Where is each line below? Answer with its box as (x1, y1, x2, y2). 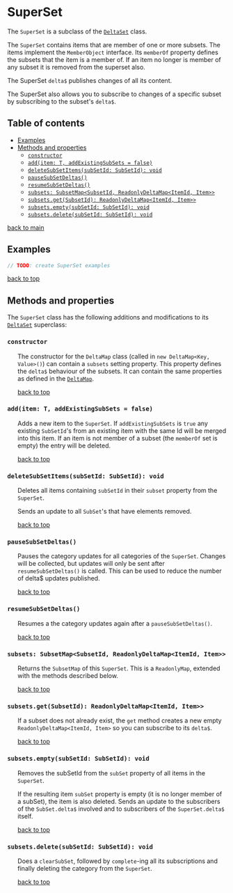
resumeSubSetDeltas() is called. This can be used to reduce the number (17, 567, 223, 575)
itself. (17, 812, 33, 820)
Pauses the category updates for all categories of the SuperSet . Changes (17, 552, 226, 560)
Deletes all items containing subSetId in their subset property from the (17, 487, 218, 495)
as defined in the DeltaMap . (17, 374, 95, 383)
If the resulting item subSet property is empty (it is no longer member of (17, 789, 223, 798)
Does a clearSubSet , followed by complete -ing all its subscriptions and (17, 857, 218, 865)
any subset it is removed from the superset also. (7, 63, 146, 71)
